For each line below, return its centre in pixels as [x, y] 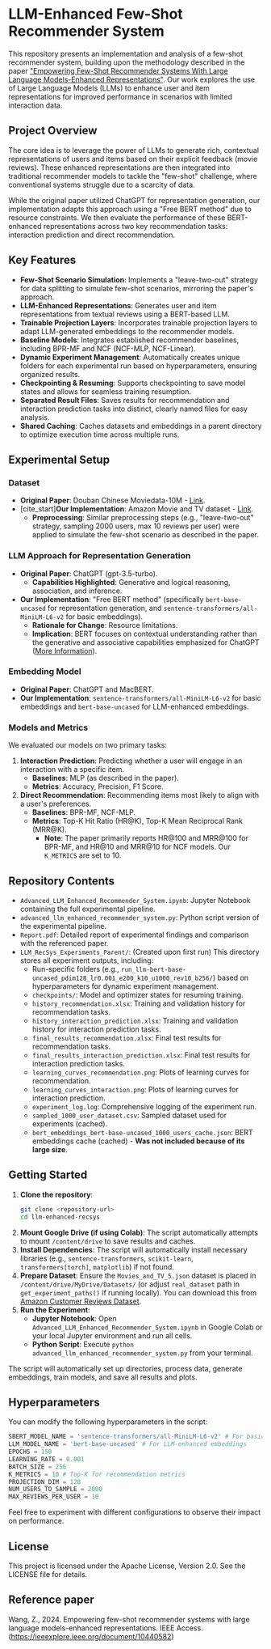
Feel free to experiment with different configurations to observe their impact [135, 1512]
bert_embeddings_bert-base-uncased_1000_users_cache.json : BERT [142, 1132]
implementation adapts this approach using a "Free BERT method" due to [130, 209]
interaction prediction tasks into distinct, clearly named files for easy [134, 409]
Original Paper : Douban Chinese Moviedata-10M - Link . [113, 500]
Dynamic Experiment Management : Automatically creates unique [130, 357]
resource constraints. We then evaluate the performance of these [117, 217]
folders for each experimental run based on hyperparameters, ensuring [138, 366]
